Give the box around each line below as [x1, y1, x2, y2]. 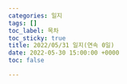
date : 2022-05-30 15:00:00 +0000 [8, 49, 120, 57]
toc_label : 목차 [8, 26, 59, 34]
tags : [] [8, 19, 38, 27]
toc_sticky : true [8, 34, 66, 42]
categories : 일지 [8, 11, 62, 20]
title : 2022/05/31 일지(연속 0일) [8, 42, 115, 50]
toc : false [8, 57, 45, 65]
